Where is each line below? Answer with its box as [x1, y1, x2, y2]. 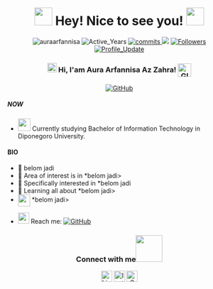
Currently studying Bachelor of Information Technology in [31, 124, 201, 133]
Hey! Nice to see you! [55, 13, 184, 29]
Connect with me [75, 254, 136, 264]
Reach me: [31, 217, 62, 225]
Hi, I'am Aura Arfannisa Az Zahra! [58, 65, 177, 75]
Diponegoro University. [17, 131, 86, 140]
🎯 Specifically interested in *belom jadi [17, 178, 131, 187]
